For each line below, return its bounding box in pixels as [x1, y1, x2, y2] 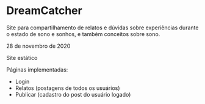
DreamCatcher [6, 4, 82, 18]
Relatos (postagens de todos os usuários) [15, 84, 120, 92]
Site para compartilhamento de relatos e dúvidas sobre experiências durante [6, 24, 199, 31]
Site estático [6, 54, 38, 61]
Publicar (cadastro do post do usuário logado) [15, 91, 131, 98]
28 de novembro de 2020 [6, 42, 71, 50]
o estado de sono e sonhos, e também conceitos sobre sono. [6, 30, 160, 37]
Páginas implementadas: [6, 65, 68, 73]
